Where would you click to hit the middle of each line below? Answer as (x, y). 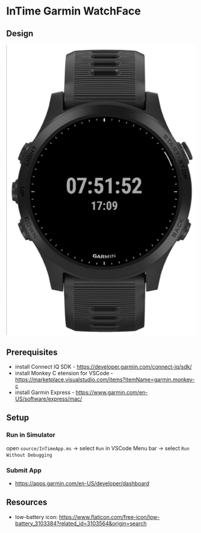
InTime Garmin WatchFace (74, 11)
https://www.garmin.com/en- (112, 392)
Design (20, 34)
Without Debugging (29, 455)
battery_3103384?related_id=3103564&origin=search (81, 523)
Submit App (24, 470)
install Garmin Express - (45, 392)
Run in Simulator (31, 435)
